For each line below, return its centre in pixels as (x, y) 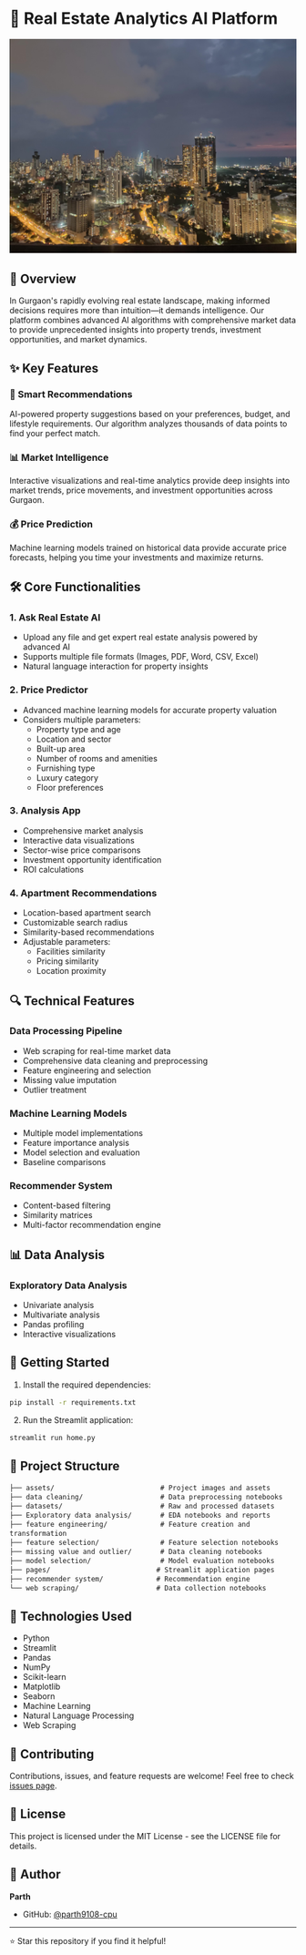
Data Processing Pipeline (66, 1031)
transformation (38, 1534)
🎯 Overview (43, 278)
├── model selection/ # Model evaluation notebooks (142, 1561)
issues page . (33, 1786)
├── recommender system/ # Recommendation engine (130, 1580)
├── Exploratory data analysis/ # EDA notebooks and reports (140, 1516)
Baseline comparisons (64, 1162)
